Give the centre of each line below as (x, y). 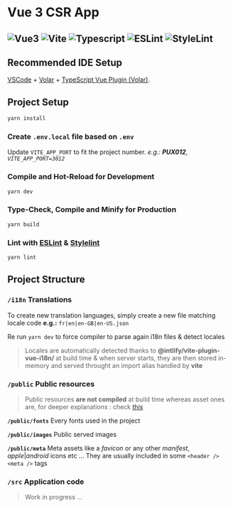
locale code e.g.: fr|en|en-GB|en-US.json (68, 323)
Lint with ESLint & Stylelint (54, 242)
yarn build (23, 225)
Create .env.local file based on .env (71, 137)
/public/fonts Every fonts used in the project (74, 421)
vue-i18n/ (39, 358)
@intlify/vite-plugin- (189, 350)
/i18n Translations (40, 300)
